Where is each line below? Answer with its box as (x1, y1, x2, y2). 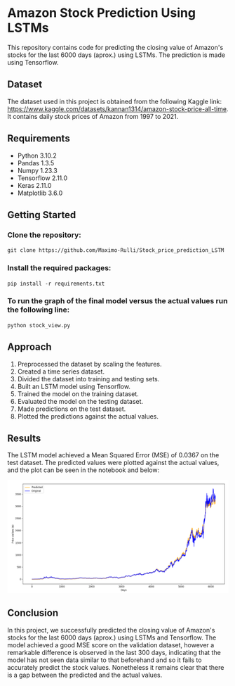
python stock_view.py (7, 322, 71, 329)
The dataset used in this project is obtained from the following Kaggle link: (7, 97, 222, 106)
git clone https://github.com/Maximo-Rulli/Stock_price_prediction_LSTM (7, 247, 224, 254)
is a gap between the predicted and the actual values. (7, 671, 163, 679)
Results (7, 433, 41, 445)
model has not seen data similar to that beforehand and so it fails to (7, 656, 202, 664)
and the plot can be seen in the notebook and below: (7, 466, 160, 474)
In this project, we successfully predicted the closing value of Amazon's (7, 625, 215, 634)
